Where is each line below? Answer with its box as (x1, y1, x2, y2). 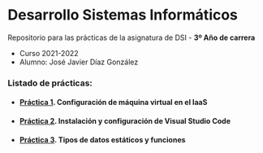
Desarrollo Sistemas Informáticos (7, 6, 239, 24)
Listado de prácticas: (7, 77, 93, 89)
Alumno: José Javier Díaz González (19, 57, 139, 67)
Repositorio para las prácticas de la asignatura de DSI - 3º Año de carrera (7, 33, 256, 42)
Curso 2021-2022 (19, 48, 79, 58)
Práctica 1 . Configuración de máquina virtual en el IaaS (19, 98, 208, 107)
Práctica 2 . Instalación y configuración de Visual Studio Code (19, 116, 231, 126)
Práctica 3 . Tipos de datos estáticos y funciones (19, 134, 186, 144)
